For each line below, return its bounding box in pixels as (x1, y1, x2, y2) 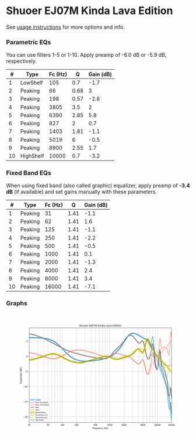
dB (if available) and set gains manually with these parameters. (6, 189, 157, 196)
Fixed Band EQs (6, 169, 51, 177)
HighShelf (20, 152, 44, 159)
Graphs (6, 299, 27, 307)
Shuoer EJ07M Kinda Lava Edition (6, 4, 173, 18)
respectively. (6, 57, 37, 65)
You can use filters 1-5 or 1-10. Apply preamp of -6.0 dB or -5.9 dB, (6, 52, 167, 59)
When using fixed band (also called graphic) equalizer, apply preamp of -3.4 (6, 182, 191, 189)
